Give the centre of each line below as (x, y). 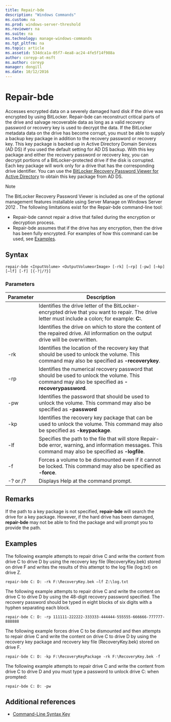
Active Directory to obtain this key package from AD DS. (64, 176)
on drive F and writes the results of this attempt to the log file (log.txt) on (81, 567)
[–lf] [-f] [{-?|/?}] (28, 271)
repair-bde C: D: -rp (28, 617)
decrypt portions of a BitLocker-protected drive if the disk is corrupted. (80, 160)
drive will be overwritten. (68, 340)
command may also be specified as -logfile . (92, 452)
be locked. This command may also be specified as (100, 466)
